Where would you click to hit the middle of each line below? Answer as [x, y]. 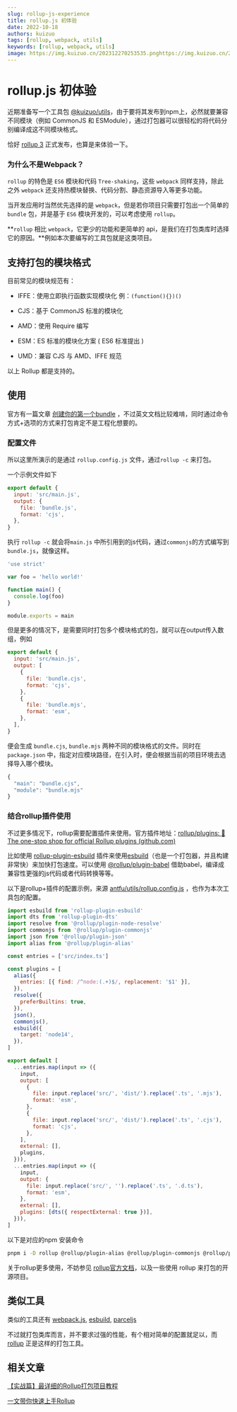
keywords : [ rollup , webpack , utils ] [61, 47]
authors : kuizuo [31, 34]
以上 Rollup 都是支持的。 [43, 371]
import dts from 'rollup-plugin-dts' [63, 917]
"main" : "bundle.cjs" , [47, 783]
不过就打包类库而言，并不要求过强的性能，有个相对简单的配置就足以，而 [112, 1334]
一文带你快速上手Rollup [41, 1401]
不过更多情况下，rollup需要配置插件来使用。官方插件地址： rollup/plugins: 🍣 [116, 833]
